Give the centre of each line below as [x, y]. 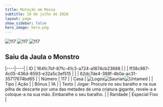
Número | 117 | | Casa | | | [97, 79]
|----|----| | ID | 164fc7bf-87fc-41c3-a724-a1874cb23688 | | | [67, 68]
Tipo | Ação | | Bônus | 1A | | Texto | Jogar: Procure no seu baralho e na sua [81, 84]
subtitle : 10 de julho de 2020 [37, 14]
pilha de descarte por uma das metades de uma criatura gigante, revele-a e [81, 89]
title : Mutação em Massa [30, 9]
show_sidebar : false [26, 23]
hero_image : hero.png [27, 28]
